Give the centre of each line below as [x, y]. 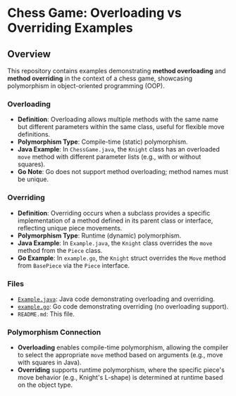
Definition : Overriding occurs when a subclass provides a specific [114, 213]
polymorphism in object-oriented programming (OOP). [86, 86]
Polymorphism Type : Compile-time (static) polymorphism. [103, 142]
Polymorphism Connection [54, 332]
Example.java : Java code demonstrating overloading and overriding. [116, 299]
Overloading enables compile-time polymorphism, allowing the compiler [123, 347]
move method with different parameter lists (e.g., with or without [109, 157]
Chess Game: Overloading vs [94, 13]
